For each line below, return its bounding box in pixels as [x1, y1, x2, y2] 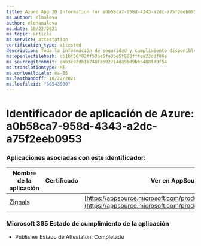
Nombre [13, 169, 36, 177]
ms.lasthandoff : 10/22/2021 [6, 75, 77, 81]
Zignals [9, 198, 30, 206]
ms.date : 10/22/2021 [6, 25, 58, 32]
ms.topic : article [6, 31, 52, 37]
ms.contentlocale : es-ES [6, 70, 68, 76]
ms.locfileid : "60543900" [6, 81, 71, 87]
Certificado [45, 177, 79, 185]
